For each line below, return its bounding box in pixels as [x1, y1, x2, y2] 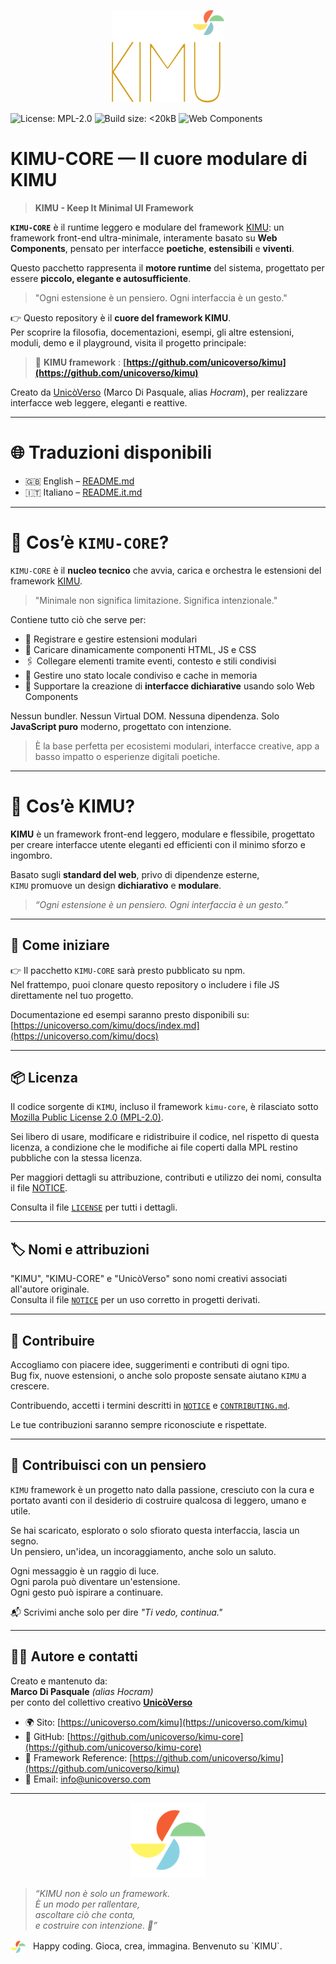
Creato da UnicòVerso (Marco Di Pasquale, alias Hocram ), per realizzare [10, 386, 308, 399]
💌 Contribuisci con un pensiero [10, 1457, 207, 1474]
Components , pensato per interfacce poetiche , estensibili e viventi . [10, 243, 295, 255]
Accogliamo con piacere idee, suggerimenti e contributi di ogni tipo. [10, 1359, 290, 1371]
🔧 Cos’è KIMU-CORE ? [10, 531, 170, 554]
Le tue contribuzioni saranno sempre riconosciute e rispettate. [10, 1419, 267, 1431]
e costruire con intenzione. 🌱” [34, 1919, 158, 1931]
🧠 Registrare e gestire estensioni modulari [24, 633, 198, 645]
